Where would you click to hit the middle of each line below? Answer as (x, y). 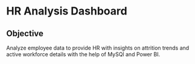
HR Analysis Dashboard (67, 11)
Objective (25, 34)
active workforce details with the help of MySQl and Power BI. (83, 54)
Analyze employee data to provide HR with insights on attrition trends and (98, 48)
